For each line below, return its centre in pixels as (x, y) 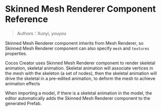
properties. (16, 53)
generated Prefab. (23, 103)
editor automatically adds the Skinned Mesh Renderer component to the (78, 98)
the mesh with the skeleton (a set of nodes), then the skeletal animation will (81, 73)
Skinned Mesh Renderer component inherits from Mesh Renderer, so (74, 43)
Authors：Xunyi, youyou (42, 33)
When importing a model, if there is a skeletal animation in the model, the (79, 93)
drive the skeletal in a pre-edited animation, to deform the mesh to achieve (80, 78)
